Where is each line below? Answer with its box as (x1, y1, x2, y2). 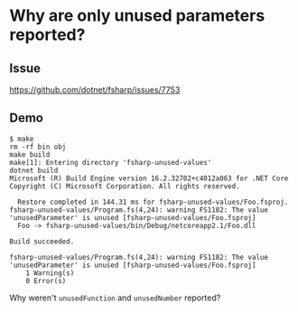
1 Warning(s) (25, 268, 75, 278)
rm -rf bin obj (9, 142, 67, 151)
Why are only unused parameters (9, 5, 265, 26)
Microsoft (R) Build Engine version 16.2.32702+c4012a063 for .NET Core (9, 173, 289, 183)
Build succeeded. (9, 236, 75, 246)
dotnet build (9, 166, 59, 175)
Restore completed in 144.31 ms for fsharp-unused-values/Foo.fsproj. (17, 197, 289, 206)
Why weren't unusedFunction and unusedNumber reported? (9, 292, 221, 303)
